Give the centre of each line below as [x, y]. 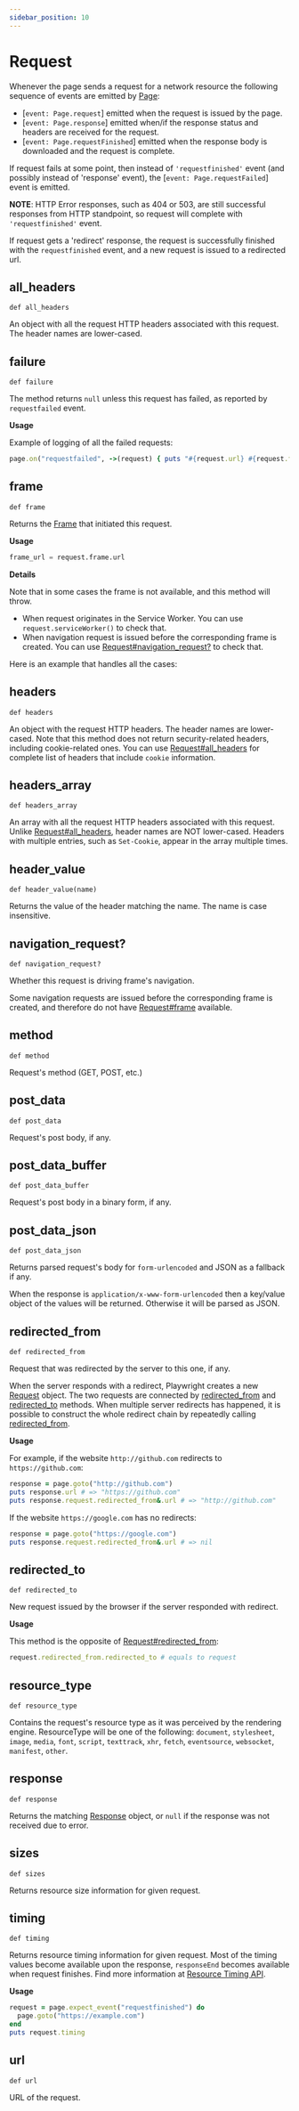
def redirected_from [48, 1352]
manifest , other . [39, 1750]
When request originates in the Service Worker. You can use [133, 618]
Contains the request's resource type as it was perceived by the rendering [145, 1722]
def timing [29, 1939]
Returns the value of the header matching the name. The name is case [138, 906]
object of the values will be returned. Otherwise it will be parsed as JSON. [145, 1303]
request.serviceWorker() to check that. [94, 628]
